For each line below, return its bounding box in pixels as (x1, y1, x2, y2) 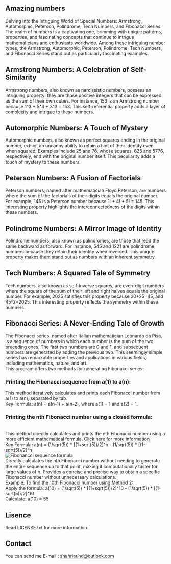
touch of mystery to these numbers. (5, 159, 81, 165)
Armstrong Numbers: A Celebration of (5, 65, 129, 74)
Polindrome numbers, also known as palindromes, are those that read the (5, 238, 159, 244)
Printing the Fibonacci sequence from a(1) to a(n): (5, 378, 131, 385)
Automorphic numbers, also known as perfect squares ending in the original (5, 137, 165, 143)
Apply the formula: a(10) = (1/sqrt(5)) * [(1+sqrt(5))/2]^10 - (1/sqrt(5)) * (5, 485, 153, 491)
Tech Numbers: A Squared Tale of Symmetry (5, 269, 151, 277)
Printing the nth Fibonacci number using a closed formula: (5, 413, 153, 420)
